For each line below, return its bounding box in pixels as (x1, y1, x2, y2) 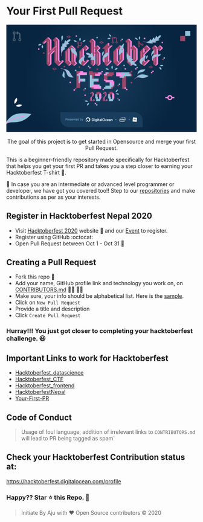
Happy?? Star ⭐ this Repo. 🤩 (6, 493, 90, 501)
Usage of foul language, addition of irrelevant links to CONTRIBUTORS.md (21, 428, 195, 436)
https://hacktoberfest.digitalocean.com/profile (6, 477, 121, 485)
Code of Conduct (6, 412, 72, 422)
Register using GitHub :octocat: (14, 233, 94, 240)
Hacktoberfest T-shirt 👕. (6, 169, 66, 176)
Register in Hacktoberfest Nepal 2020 (6, 211, 152, 221)
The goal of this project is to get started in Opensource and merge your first (7, 138, 196, 145)
